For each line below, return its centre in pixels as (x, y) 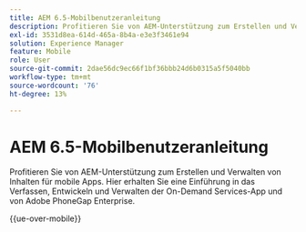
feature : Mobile (40, 52)
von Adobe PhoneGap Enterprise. (72, 201)
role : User (30, 60)
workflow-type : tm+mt (51, 77)
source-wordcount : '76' (55, 86)
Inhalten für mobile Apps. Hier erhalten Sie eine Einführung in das (132, 182)
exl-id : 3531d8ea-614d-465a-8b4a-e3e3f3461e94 (99, 35)
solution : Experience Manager (67, 43)
